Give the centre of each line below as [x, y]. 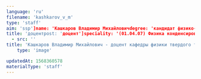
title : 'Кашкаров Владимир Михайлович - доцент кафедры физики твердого [99, 45]
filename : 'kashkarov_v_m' [40, 17]
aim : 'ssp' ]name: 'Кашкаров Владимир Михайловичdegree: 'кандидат [91, 28]
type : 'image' [34, 50]
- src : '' [24, 39]
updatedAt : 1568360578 [34, 61]
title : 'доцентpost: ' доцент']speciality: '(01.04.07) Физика [85, 34]
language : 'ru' [25, 12]
